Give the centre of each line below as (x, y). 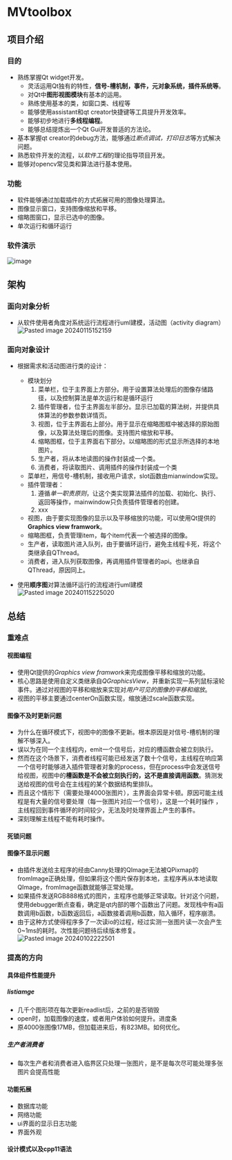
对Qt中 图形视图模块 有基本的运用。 (76, 94)
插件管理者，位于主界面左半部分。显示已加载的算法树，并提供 (126, 407)
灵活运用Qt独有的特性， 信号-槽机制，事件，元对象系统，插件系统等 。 (126, 86)
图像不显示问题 (28, 853)
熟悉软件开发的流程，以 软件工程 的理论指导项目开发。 (93, 155)
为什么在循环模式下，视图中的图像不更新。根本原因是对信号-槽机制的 (115, 732)
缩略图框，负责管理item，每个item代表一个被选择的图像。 (109, 535)
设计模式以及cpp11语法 (40, 1149)
